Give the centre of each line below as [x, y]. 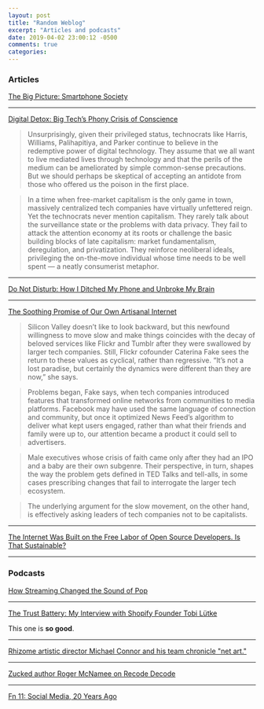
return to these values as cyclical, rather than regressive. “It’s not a [136, 360]
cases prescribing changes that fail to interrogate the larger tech [132, 483]
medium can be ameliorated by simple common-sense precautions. [136, 168]
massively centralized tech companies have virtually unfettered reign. [140, 208]
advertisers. [47, 443]
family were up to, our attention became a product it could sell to [132, 434]
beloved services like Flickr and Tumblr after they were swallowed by [139, 343]
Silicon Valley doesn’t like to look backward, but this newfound [128, 327]
